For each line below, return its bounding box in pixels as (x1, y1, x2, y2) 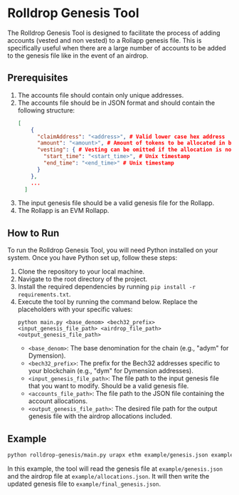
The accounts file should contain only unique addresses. (17, 90, 184, 99)
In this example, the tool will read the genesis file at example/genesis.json (7, 464, 223, 473)
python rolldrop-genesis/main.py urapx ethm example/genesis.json (7, 452, 208, 459)
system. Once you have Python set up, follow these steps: (7, 254, 178, 262)
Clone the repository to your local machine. (17, 267, 144, 276)
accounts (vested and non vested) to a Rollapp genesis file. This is (7, 36, 202, 44)
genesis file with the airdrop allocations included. (28, 412, 173, 421)
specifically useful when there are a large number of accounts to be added (7, 43, 226, 52)
